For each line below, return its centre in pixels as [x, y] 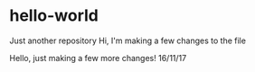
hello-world [54, 16]
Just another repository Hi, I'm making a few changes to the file [128, 40]
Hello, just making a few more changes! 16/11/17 [98, 58]
